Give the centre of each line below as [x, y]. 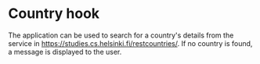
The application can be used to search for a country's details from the [121, 35]
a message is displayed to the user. [65, 52]
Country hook [54, 14]
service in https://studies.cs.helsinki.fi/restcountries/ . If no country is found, [130, 43]
